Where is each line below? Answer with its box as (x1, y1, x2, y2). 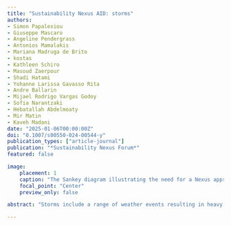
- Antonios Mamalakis (7, 42, 69, 49)
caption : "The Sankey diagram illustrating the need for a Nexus (19, 176, 211, 183)
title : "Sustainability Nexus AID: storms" (7, 10, 134, 17)
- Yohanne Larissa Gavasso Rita (7, 81, 100, 87)
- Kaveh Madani (7, 118, 51, 126)
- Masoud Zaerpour (7, 67, 60, 74)
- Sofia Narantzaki (7, 100, 63, 107)
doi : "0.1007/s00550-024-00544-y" (7, 131, 107, 138)
